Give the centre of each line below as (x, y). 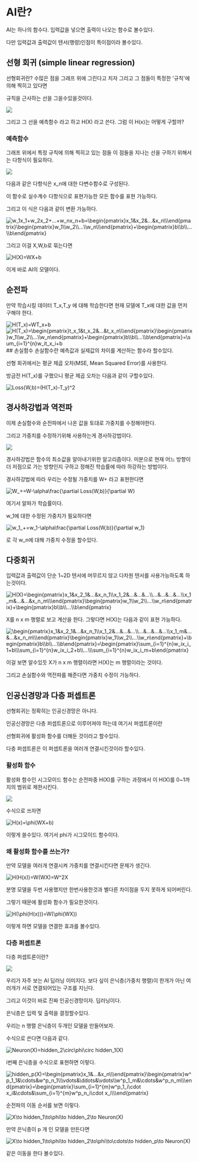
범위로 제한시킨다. (38, 787)
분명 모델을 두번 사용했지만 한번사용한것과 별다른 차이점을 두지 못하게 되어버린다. (99, 889)
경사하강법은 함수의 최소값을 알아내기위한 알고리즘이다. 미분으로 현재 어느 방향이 (98, 459)
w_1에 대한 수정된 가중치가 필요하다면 (49, 516)
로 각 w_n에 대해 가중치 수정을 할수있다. (52, 540)
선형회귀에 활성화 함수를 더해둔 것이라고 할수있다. (63, 736)
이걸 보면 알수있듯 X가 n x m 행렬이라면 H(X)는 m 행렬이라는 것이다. (85, 662)
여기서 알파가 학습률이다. (35, 503)
